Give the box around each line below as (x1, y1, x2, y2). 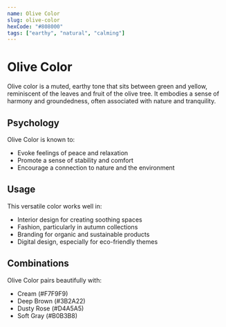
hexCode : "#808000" (7, 23, 64, 30)
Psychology (7, 117, 60, 129)
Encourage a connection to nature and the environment (17, 163, 175, 172)
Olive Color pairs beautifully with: (7, 276, 102, 284)
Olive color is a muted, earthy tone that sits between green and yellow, (7, 82, 208, 91)
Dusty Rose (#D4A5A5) (17, 304, 84, 312)
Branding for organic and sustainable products (17, 230, 150, 238)
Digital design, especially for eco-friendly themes (17, 237, 158, 246)
